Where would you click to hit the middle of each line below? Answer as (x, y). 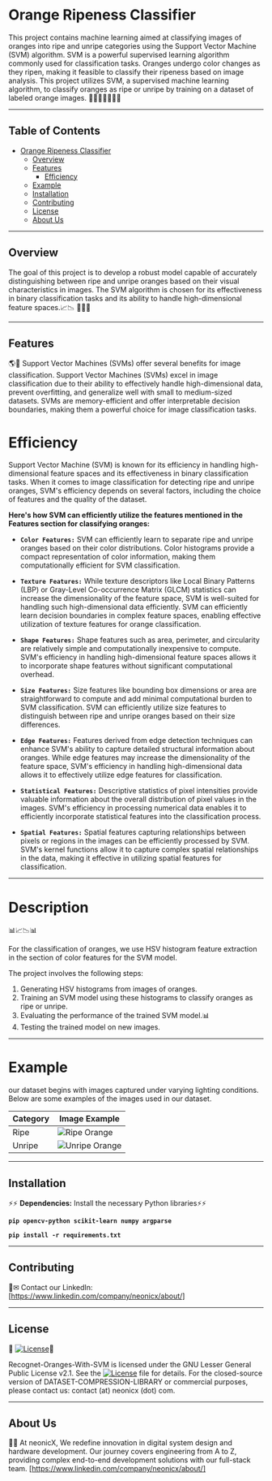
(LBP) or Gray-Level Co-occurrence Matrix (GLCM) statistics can (128, 589)
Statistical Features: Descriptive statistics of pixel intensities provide (139, 791)
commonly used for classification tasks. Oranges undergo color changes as (134, 63)
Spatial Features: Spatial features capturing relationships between (133, 832)
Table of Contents (55, 131)
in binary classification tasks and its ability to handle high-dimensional (125, 298)
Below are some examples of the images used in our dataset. (110, 1099)
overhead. (37, 675)
